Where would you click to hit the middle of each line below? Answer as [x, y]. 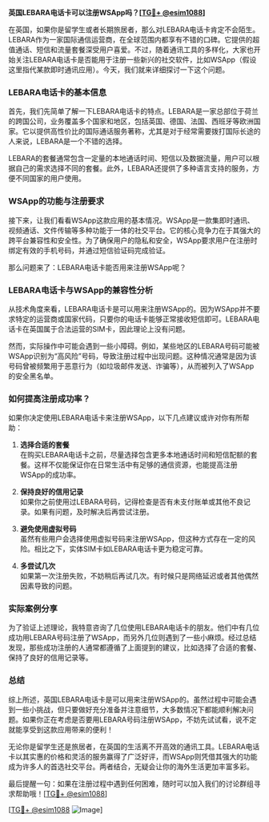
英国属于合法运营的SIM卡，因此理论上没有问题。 [109, 328]
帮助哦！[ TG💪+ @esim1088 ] [61, 793]
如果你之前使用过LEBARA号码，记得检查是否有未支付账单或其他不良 [132, 502]
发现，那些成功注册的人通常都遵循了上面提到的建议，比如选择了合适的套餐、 [134, 647]
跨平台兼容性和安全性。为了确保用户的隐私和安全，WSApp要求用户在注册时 [133, 240]
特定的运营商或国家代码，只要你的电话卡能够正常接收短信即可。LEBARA [134, 319]
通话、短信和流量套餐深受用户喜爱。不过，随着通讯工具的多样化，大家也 [134, 50]
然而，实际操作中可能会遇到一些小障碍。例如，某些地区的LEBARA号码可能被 [134, 346]
